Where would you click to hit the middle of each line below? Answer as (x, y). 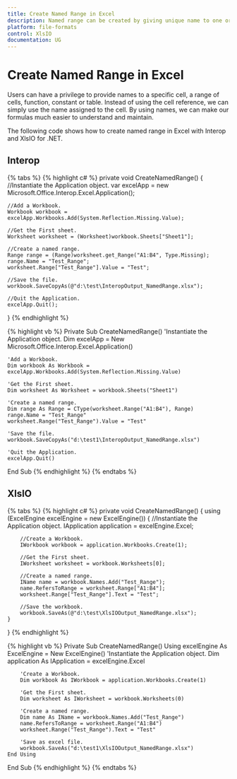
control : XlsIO (30, 34)
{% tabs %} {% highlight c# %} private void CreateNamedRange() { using (114, 510)
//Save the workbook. (51, 607)
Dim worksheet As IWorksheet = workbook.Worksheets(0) (102, 698)
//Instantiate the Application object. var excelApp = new (88, 185)
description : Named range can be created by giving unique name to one (115, 20)
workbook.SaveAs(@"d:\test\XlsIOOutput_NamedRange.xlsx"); (109, 613)
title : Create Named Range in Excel (61, 14)
